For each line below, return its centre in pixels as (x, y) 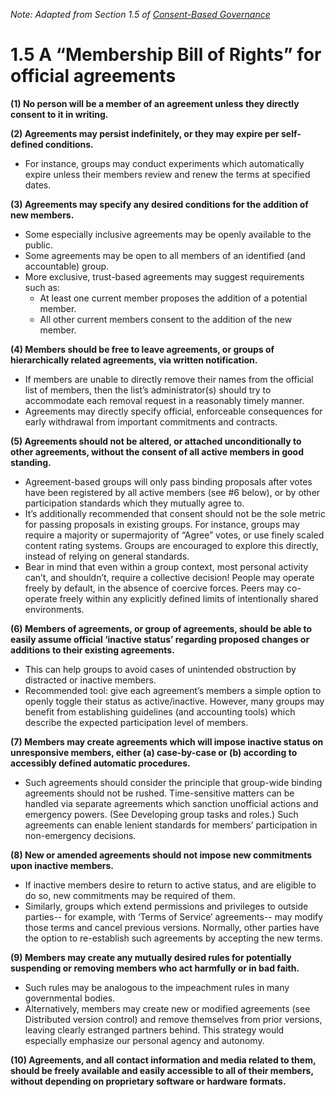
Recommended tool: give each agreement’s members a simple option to (173, 690)
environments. (54, 609)
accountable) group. (67, 266)
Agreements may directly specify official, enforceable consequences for (173, 411)
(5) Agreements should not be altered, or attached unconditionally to (156, 441)
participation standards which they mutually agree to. (134, 503)
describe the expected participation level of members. (136, 722)
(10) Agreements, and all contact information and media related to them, (163, 1060)
